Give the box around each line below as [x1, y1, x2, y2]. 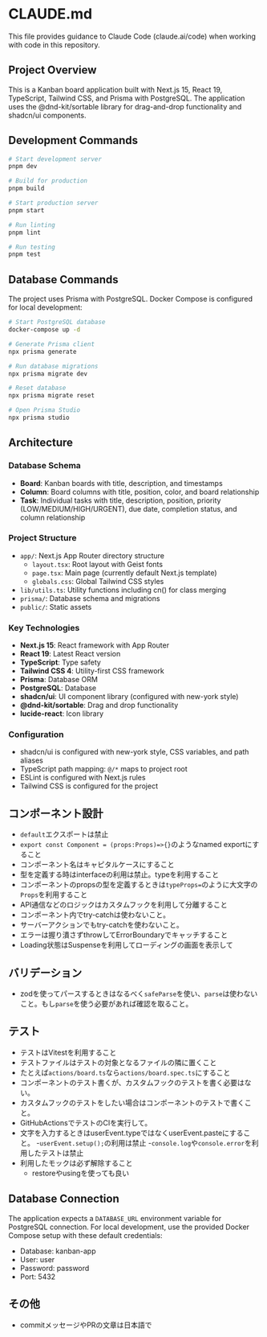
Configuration [8, 729, 64, 740]
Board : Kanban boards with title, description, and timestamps [19, 478, 223, 487]
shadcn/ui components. [8, 110, 87, 120]
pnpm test [8, 250, 42, 258]
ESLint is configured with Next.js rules [19, 773, 146, 783]
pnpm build [8, 184, 45, 193]
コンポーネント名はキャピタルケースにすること [19, 860, 175, 870]
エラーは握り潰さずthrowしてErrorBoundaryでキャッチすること [19, 930, 229, 940]
